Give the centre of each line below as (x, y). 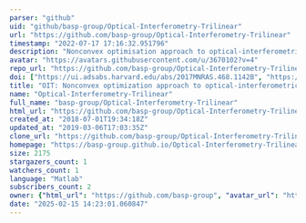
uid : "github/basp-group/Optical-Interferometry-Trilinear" (126, 26)
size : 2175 (30, 153)
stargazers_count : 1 (49, 162)
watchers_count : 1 (44, 170)
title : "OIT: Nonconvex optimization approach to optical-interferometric (154, 86)
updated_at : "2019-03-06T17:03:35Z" (79, 128)
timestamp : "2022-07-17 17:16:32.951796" (89, 43)
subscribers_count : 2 (51, 188)
